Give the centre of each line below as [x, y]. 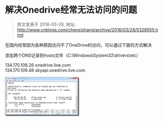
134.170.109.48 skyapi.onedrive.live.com [45, 70]
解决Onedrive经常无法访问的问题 [71, 10]
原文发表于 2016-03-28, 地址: [46, 24]
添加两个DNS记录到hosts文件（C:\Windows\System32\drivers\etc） [73, 55]
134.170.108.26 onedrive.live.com [38, 65]
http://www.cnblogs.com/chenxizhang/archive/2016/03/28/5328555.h [88, 30]
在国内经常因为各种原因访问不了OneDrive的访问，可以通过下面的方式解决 [78, 45]
